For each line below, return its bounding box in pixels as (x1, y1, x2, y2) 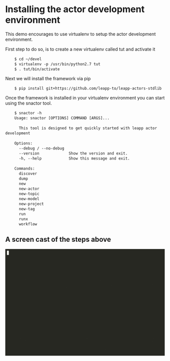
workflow (18, 221, 37, 227)
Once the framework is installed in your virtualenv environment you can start (5, 94, 165, 100)
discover (18, 171, 37, 176)
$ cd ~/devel (14, 57, 42, 62)
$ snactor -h (14, 110, 42, 116)
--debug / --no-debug (18, 145, 65, 151)
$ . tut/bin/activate (14, 67, 60, 72)
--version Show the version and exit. (18, 150, 128, 156)
